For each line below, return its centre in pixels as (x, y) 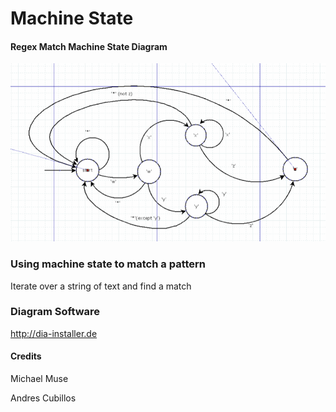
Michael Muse (39, 379)
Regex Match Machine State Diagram (89, 46)
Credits (26, 356)
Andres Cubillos (43, 398)
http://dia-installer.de (54, 333)
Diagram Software (55, 312)
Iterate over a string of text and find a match (101, 286)
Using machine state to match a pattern (108, 264)
